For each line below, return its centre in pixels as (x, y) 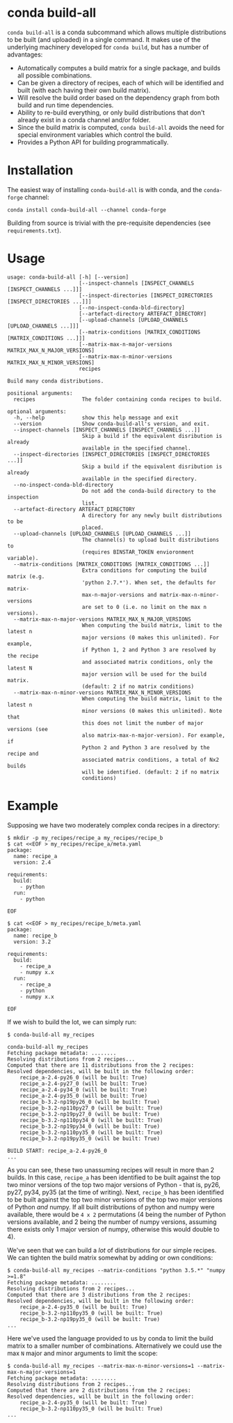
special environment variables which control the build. (95, 135)
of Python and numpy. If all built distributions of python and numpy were (111, 1207)
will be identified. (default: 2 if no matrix (150, 772)
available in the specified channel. (136, 448)
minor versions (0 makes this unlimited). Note (152, 711)
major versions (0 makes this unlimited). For (150, 637)
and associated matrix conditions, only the (147, 662)
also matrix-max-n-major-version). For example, (154, 735)
